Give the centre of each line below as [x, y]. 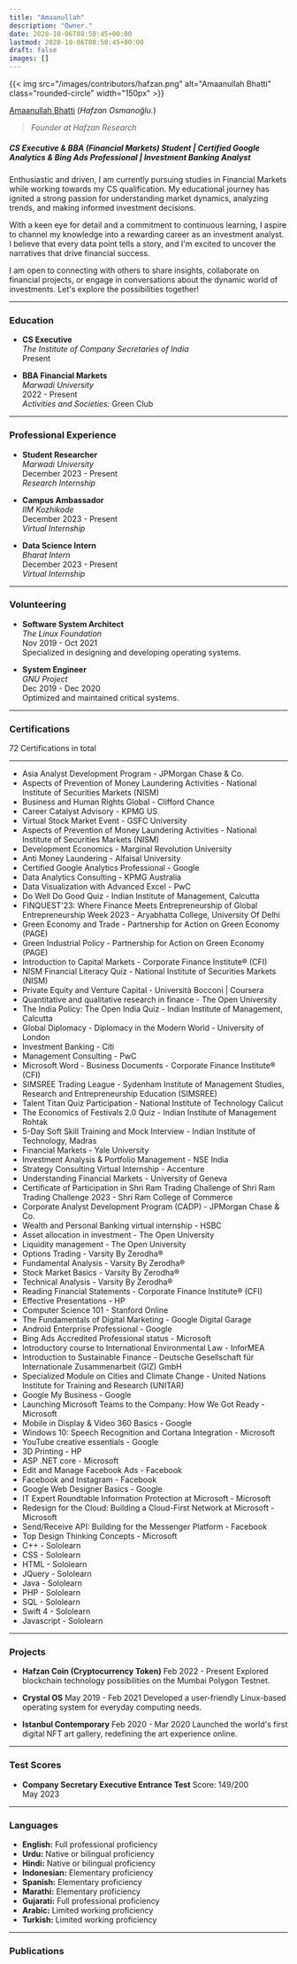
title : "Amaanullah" [47, 17]
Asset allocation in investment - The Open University [118, 1235]
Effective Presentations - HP [73, 1301]
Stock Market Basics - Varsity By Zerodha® [100, 1273]
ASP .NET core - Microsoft [70, 1461]
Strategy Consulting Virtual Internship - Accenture [113, 1169]
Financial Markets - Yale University [85, 1150]
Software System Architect [73, 624]
